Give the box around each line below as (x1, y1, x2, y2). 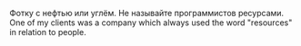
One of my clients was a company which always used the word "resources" (9, 17, 293, 28)
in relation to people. (9, 27, 86, 37)
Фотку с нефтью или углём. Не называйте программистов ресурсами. (9, 8, 285, 18)
